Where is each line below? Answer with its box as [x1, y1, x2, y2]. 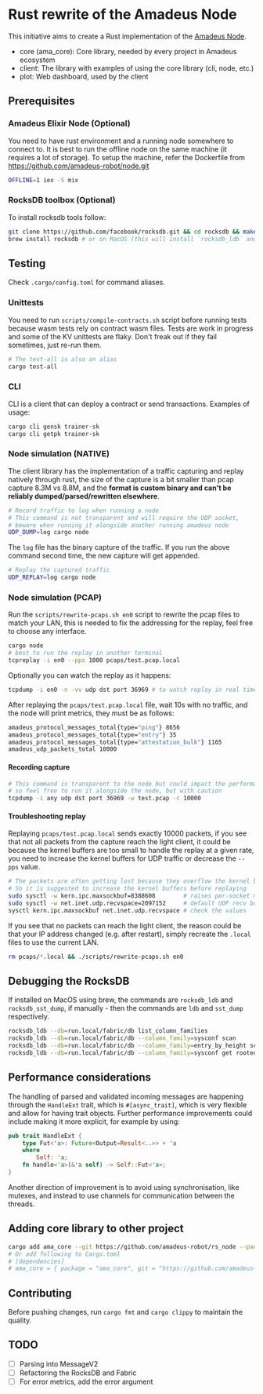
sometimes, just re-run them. [8, 340, 102, 349]
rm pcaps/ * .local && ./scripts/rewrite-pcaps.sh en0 [8, 953, 184, 960]
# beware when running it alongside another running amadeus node [8, 521, 229, 529]
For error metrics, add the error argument [19, 1377, 153, 1387]
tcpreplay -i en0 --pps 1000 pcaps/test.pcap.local [8, 657, 180, 664]
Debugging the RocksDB [8, 974, 130, 987]
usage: [8, 407, 31, 417]
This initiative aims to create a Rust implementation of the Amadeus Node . [8, 31, 247, 41]
